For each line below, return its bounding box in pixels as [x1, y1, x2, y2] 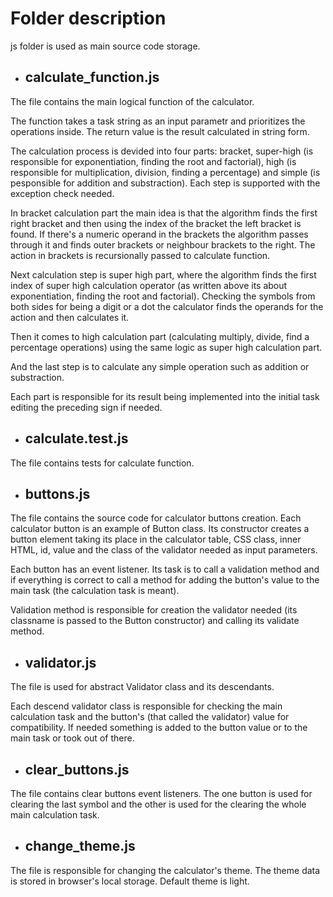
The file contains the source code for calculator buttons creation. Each [10, 512, 302, 524]
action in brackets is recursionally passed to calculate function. [10, 249, 271, 261]
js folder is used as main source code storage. [10, 40, 201, 52]
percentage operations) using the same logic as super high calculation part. [10, 341, 323, 353]
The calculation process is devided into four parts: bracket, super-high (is [10, 145, 314, 157]
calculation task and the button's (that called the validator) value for [10, 711, 290, 723]
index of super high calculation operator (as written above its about [10, 279, 288, 291]
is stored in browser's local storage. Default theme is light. [10, 875, 250, 887]
